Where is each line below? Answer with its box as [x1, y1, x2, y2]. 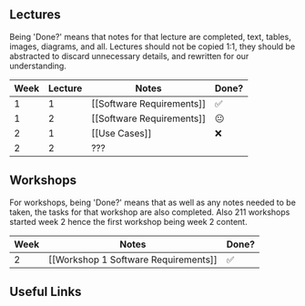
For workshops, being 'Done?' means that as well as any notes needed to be [9, 197, 296, 208]
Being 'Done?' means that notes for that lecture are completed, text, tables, [9, 31, 291, 42]
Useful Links [9, 284, 82, 300]
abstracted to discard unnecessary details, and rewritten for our [9, 50, 249, 61]
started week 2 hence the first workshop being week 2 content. [9, 216, 248, 227]
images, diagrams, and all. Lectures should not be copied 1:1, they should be [9, 41, 296, 52]
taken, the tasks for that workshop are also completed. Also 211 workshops [9, 206, 290, 218]
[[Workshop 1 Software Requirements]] [48, 253, 219, 266]
